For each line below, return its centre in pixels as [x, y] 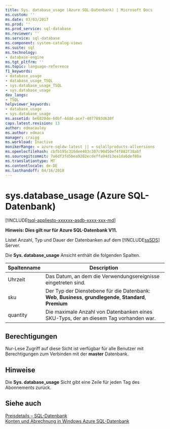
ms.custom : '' [20, 15]
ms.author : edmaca [25, 133]
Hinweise [20, 370]
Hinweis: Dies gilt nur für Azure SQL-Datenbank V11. [61, 230]
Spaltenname [24, 268]
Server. [13, 245]
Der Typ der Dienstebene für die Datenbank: [98, 291]
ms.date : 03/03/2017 [27, 19]
